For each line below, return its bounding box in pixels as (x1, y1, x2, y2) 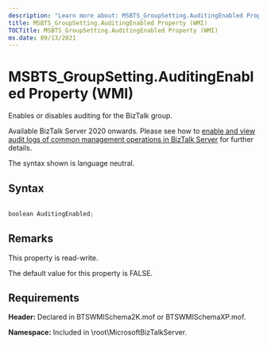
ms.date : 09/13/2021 (8, 33, 77, 42)
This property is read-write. (8, 253, 99, 263)
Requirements (8, 291, 79, 305)
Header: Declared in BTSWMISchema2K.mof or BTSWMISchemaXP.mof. (8, 312, 246, 322)
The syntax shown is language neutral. (8, 159, 135, 168)
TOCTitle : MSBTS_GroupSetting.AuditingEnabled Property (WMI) (8, 26, 219, 34)
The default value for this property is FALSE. (8, 268, 153, 278)
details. (8, 144, 33, 153)
